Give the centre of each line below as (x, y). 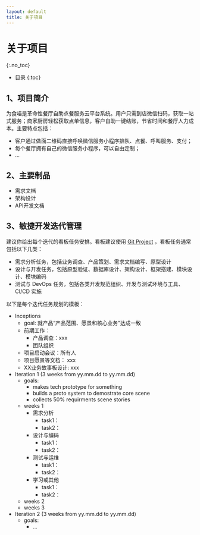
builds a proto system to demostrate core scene (91, 393)
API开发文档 (29, 206)
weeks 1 (33, 405)
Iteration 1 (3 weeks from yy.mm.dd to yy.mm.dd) (75, 374)
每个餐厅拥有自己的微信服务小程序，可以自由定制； (77, 149)
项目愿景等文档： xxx (50, 360)
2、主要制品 (28, 175)
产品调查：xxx (50, 338)
